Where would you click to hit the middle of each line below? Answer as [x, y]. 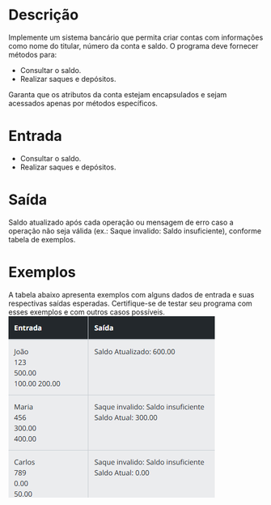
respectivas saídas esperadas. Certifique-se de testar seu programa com [130, 303]
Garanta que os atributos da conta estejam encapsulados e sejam [118, 94]
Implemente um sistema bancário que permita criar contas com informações [136, 37]
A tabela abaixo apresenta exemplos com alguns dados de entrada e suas [131, 294]
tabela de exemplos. [42, 239]
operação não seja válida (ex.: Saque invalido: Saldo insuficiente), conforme [135, 231]
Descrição [44, 15]
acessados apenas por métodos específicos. [83, 103]
